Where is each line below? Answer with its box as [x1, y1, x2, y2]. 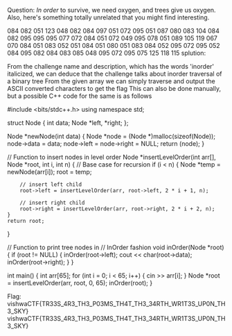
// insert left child [19, 181, 82, 188]
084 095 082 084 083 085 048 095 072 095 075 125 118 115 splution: [7, 49, 206, 57]
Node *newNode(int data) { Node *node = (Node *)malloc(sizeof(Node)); [7, 132, 216, 140]
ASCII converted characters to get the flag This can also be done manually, [7, 85, 222, 92]
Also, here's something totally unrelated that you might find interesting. [7, 13, 210, 22]
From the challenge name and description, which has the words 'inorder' [7, 62, 215, 70]
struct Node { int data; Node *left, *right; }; [7, 119, 129, 127]
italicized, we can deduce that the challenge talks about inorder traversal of [7, 69, 222, 78]
